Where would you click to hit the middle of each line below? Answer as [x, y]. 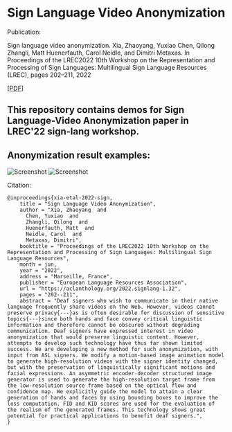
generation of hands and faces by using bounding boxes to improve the [113, 398]
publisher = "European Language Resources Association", [104, 283]
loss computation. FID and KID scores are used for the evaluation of [111, 404]
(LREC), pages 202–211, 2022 [49, 75]
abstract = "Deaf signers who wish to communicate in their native [119, 301]
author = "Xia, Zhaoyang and [63, 210]
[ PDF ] [16, 88]
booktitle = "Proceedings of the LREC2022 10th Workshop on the [114, 246]
